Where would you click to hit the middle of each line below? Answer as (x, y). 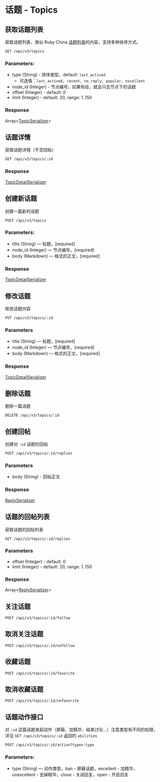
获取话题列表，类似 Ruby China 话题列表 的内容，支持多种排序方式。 (73, 42)
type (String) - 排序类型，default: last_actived (59, 75)
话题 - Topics (32, 10)
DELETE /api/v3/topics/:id (32, 415)
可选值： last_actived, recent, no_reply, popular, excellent (82, 81)
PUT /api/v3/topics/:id (29, 318)
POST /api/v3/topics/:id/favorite (40, 673)
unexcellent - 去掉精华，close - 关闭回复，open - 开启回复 (70, 774)
